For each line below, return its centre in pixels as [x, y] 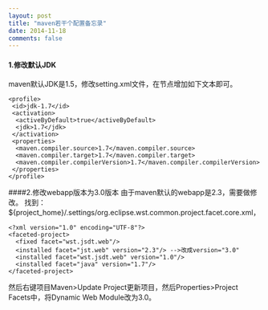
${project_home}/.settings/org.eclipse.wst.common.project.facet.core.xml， [134, 213]
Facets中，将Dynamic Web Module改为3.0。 [82, 297]
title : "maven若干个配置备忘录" [57, 23]
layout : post [30, 16]
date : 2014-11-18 [37, 31]
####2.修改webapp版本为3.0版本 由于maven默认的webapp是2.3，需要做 [129, 193]
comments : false [35, 38]
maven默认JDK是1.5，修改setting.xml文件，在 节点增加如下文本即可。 [123, 84]
